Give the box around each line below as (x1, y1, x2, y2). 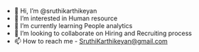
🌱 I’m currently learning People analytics (14, 22, 133, 30)
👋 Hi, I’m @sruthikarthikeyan (14, 7, 97, 15)
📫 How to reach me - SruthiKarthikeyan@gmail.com (14, 37, 168, 45)
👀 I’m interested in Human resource (14, 14, 118, 22)
